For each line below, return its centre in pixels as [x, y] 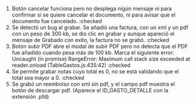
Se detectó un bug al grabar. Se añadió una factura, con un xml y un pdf [100, 27]
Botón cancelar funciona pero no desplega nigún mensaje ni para [92, 9]
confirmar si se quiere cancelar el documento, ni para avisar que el [94, 15]
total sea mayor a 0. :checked [48, 78]
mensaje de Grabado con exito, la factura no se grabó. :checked [90, 40]
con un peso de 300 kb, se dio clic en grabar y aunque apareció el [93, 34]
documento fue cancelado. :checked [57, 21]
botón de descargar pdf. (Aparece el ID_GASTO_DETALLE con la [90, 90]
